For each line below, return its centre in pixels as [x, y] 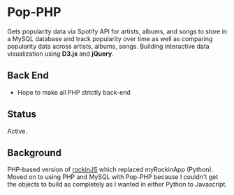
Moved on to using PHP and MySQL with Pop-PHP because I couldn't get [113, 177]
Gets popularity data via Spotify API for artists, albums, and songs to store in [117, 31]
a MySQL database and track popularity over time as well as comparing [110, 38]
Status [22, 115]
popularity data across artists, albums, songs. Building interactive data [108, 46]
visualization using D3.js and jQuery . [60, 54]
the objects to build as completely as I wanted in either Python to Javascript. [117, 185]
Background [34, 153]
